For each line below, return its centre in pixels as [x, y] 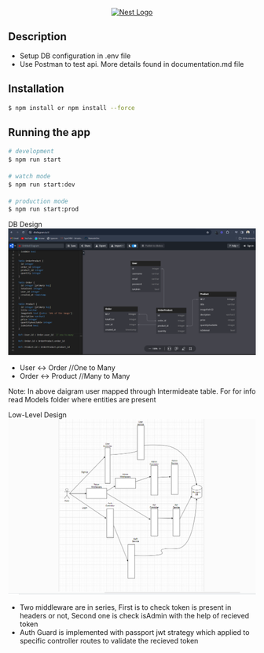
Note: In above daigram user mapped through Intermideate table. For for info [132, 391]
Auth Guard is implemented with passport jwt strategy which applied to [134, 633]
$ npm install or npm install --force [71, 108]
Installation [36, 89]
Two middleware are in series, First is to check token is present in [125, 607]
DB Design [26, 225]
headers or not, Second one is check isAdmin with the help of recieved [134, 616]
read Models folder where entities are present [82, 400]
